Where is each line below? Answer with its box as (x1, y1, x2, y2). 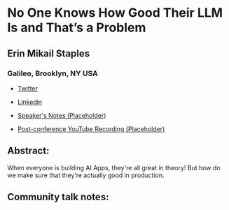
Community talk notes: (7, 191, 109, 203)
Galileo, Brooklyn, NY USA (7, 68, 98, 78)
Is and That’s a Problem (7, 20, 146, 36)
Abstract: (7, 145, 50, 157)
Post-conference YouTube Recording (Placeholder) (17, 124, 165, 133)
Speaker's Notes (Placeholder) (17, 111, 106, 119)
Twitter (17, 84, 39, 92)
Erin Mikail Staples (7, 47, 90, 59)
